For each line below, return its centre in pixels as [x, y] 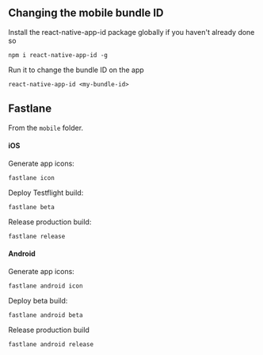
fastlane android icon [46, 286]
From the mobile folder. [46, 128]
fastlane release [37, 236]
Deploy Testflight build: [46, 193]
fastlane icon [32, 177]
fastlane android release [51, 345]
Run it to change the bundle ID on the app [76, 70]
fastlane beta [32, 207]
